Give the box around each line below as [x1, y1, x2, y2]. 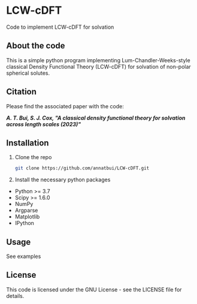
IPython [14, 220, 35, 227]
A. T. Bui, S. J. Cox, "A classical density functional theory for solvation [6, 114, 186, 121]
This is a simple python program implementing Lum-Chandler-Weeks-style [6, 56, 190, 63]
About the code [6, 41, 65, 51]
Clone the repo [14, 154, 52, 161]
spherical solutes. [6, 69, 50, 77]
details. [6, 292, 25, 299]
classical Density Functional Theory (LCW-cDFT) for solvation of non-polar [6, 63, 192, 70]
